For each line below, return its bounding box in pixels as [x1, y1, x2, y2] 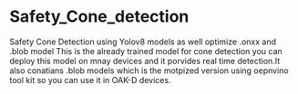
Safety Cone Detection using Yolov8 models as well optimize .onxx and [9, 36, 276, 47]
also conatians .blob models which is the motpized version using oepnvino [9, 65, 289, 76]
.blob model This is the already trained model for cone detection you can [9, 45, 283, 56]
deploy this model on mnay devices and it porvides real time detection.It [9, 55, 281, 66]
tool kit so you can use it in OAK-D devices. [9, 74, 171, 85]
